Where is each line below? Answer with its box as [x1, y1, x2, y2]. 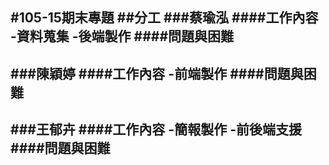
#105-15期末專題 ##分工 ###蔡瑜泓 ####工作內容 [10, 9, 319, 27]
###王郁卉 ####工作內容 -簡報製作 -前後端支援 [10, 121, 302, 138]
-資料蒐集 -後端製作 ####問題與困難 [10, 28, 235, 45]
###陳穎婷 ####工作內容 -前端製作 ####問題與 [10, 65, 304, 82]
